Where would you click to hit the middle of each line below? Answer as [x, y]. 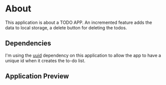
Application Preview [37, 76]
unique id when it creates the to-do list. [45, 61]
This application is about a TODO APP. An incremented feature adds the [79, 22]
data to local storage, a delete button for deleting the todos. [66, 27]
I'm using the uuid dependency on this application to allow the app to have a [83, 55]
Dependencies [28, 43]
